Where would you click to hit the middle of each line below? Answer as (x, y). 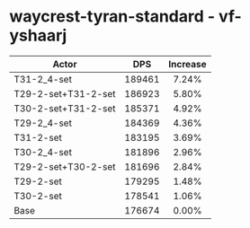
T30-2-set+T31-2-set (65, 108)
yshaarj (38, 35)
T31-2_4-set (43, 79)
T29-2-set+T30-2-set (65, 166)
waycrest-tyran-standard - (112, 17)
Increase (187, 64)
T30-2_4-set (43, 152)
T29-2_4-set (43, 123)
